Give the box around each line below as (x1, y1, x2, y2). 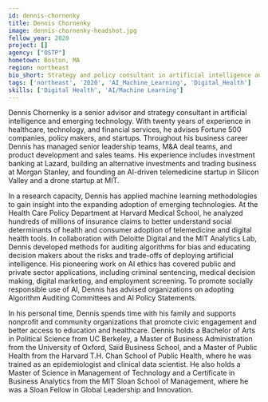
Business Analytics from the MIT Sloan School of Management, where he (8, 376, 249, 386)
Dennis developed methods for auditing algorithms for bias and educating (8, 242, 251, 252)
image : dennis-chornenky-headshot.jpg (8, 26, 137, 34)
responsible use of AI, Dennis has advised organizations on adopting (8, 285, 235, 294)
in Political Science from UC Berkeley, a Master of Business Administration (8, 334, 253, 344)
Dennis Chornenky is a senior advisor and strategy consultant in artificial (8, 108, 247, 117)
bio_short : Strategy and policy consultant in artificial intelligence (8, 71, 251, 79)
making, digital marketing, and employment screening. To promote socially (8, 277, 254, 286)
